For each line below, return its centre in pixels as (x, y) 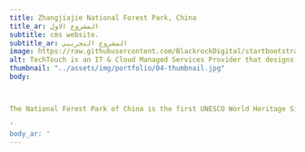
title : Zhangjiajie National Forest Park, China (103, 18)
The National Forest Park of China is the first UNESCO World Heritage (148, 109)
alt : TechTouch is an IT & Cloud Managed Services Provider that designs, (154, 60)
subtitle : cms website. (54, 34)
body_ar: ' (30, 133)
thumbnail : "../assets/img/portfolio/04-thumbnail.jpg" (117, 69)
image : (22, 52)
